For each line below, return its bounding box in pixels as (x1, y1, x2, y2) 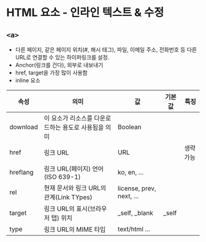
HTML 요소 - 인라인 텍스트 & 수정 (6, 6, 164, 20)
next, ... (117, 192, 139, 200)
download (9, 123, 39, 131)
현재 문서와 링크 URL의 (44, 184, 106, 192)
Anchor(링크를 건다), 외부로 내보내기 (15, 61, 104, 68)
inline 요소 (15, 77, 41, 84)
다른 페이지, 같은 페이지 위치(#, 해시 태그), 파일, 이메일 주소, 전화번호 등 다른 (15, 46, 197, 53)
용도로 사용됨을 (62, 123, 104, 131)
